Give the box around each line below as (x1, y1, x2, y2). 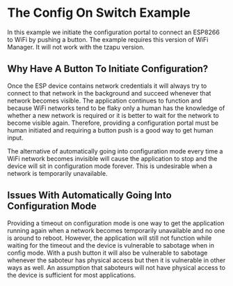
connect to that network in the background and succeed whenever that (7, 89, 211, 97)
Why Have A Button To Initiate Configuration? (7, 63, 209, 75)
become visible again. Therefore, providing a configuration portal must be (7, 119, 219, 127)
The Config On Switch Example (7, 5, 191, 21)
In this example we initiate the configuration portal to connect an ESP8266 (7, 28, 220, 36)
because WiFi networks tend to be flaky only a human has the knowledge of (7, 103, 225, 112)
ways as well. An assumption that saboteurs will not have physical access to (7, 263, 226, 271)
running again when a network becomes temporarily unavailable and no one (7, 226, 225, 234)
